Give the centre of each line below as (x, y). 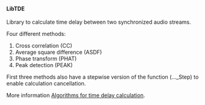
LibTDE (16, 9)
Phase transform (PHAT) (46, 59)
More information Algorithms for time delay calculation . (76, 95)
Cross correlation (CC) (43, 46)
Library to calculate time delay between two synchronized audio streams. (99, 22)
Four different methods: (36, 34)
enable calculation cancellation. (46, 84)
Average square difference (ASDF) (58, 52)
